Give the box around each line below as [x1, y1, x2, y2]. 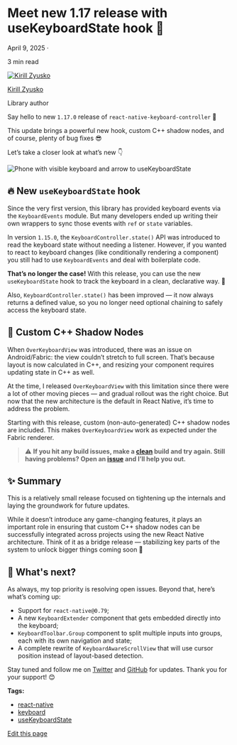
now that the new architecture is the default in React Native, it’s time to [7, 397, 214, 405]
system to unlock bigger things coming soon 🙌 [7, 545, 143, 554]
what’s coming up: [7, 592, 61, 601]
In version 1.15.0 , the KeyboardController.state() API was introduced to [7, 232, 221, 241]
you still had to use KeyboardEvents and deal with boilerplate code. [7, 255, 201, 264]
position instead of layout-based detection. [17, 652, 144, 660]
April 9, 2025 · [7, 43, 49, 52]
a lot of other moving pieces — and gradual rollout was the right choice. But [7, 389, 229, 397]
